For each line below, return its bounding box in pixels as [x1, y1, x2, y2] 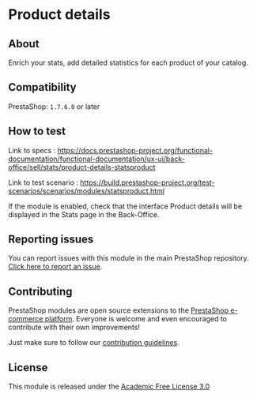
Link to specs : [8, 145, 56, 155]
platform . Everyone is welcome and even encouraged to [44, 314, 228, 324]
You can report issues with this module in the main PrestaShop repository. [8, 253, 249, 263]
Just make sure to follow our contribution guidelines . [8, 338, 180, 347]
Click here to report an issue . [8, 262, 103, 272]
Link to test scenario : [8, 178, 79, 187]
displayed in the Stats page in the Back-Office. [8, 209, 160, 219]
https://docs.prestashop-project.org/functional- [57, 145, 214, 155]
